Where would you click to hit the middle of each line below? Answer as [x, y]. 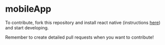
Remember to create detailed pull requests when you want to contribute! [80, 37]
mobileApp [28, 9]
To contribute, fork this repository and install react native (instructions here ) [83, 22]
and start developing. [27, 27]
